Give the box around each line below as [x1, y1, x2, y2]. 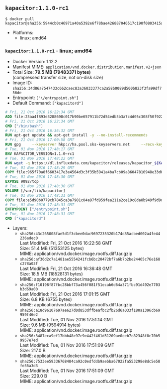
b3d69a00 [19, 287, 38, 292]
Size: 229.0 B [19, 373, 47, 379]
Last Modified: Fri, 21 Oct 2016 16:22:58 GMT [19, 240, 112, 246]
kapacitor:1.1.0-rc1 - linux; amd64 [5, 47, 92, 54]
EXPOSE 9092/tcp [5, 179, 39, 184]
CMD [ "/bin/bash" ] [5, 124, 43, 129]
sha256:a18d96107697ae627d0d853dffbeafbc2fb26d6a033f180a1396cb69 [19, 308, 161, 313]
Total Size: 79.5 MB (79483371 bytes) [12, 69, 91, 75]
